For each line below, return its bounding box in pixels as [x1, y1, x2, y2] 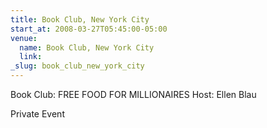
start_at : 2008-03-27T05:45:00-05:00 [10, 24, 168, 34]
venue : [10, 33, 38, 43]
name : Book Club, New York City [19, 42, 155, 53]
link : [19, 52, 43, 62]
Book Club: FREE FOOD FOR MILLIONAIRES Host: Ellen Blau [10, 89, 257, 100]
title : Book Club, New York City [10, 14, 150, 25]
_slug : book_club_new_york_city [10, 61, 145, 71]
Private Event [10, 108, 65, 120]
